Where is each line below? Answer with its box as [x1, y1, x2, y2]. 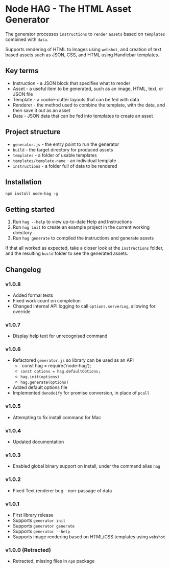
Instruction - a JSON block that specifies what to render [12, 80, 131, 86]
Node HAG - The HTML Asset [5, 3, 131, 15]
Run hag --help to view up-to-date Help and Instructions [12, 218, 132, 225]
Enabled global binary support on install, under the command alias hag [12, 463, 161, 469]
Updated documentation [12, 439, 64, 445]
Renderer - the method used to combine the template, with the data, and [12, 102, 165, 108]
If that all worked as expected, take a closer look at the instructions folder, [5, 245, 164, 251]
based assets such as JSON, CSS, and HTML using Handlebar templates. [5, 52, 160, 58]
